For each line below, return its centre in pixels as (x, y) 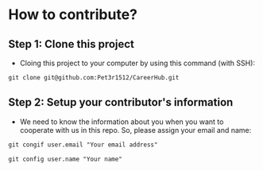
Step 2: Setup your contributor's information (121, 102)
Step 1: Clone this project (72, 44)
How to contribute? (73, 15)
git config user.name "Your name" (66, 159)
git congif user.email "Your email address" (83, 145)
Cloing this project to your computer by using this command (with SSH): (137, 63)
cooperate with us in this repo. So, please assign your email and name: (135, 130)
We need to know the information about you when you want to (122, 122)
